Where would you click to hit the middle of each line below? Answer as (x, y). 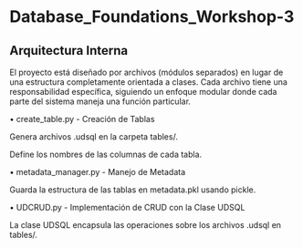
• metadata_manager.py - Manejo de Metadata (98, 172)
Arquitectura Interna (69, 51)
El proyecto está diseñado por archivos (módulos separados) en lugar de (146, 72)
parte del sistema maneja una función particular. (100, 101)
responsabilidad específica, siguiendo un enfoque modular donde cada (143, 92)
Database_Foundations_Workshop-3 (152, 17)
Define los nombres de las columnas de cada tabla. (106, 154)
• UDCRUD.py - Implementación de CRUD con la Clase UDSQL (127, 207)
